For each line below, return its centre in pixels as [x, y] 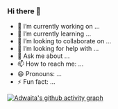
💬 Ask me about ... [43, 56]
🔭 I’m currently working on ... [58, 27]
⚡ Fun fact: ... [36, 82]
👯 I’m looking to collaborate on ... [64, 41]
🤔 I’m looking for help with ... [58, 49]
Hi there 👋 [24, 11]
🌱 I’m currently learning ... [54, 34]
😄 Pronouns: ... [40, 74]
